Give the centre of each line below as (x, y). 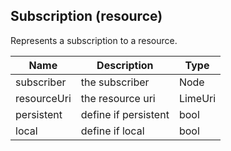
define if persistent (125, 114)
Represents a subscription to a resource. (94, 40)
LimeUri (197, 98)
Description (125, 65)
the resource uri (118, 98)
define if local (112, 131)
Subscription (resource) (86, 16)
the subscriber (115, 82)
